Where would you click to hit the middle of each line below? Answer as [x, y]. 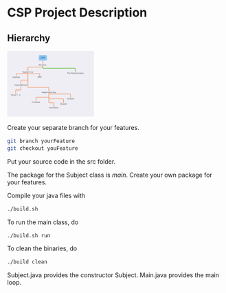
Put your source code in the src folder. [61, 161]
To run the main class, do [43, 222]
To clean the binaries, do [42, 248]
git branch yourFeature [41, 141]
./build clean [27, 262]
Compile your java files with [46, 195]
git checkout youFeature [43, 148]
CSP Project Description [77, 13]
